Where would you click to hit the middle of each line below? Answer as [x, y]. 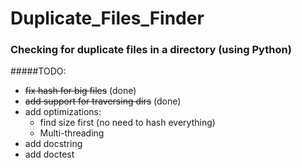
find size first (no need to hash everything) [127, 123]
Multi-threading [72, 133]
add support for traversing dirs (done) [103, 101]
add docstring [53, 144]
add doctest [49, 154]
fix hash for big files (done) [80, 91]
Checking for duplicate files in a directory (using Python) [151, 50]
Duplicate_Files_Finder [107, 18]
